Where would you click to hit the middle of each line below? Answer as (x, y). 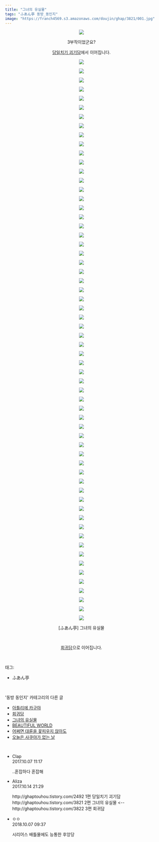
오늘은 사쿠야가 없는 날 (33, 737)
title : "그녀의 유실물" (26, 9)
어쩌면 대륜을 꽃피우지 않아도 (39, 731)
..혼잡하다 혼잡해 (28, 772)
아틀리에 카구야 (26, 708)
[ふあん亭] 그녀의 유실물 (81, 628)
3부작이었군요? (81, 42)
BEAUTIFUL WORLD (32, 725)
